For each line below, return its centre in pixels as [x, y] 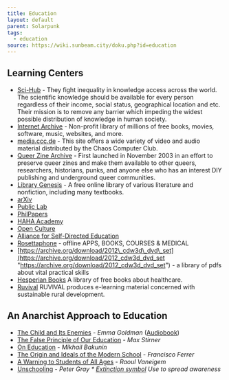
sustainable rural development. [61, 294]
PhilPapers [32, 214]
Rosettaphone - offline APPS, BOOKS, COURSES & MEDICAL [103, 243]
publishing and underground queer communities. [86, 177]
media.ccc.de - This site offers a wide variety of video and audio [109, 141]
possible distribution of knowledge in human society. [92, 119]
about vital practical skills [53, 272]
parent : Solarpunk [33, 26]
